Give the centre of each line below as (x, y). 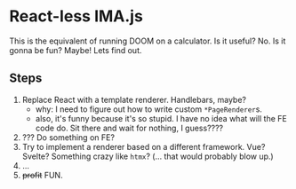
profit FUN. (43, 175)
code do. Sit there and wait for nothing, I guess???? (129, 128)
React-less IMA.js (76, 16)
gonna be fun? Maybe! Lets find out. (76, 50)
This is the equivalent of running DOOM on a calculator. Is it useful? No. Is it (148, 41)
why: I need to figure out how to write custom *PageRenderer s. (148, 109)
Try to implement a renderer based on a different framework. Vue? (144, 146)
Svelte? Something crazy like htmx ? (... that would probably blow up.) (148, 156)
